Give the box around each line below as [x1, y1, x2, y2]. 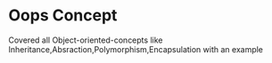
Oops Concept [8, 5, 118, 26]
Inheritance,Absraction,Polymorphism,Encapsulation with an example [8, 43, 264, 54]
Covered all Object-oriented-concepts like [8, 35, 163, 45]
